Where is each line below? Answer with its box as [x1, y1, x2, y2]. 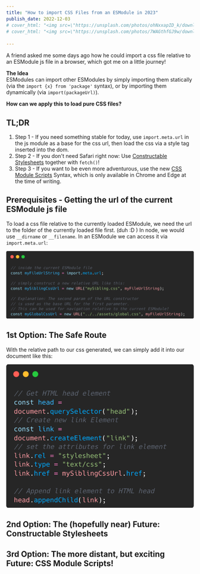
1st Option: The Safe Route [6, 330, 107, 340]
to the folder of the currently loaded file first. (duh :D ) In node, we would [6, 227, 185, 234]
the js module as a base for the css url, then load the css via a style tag [14, 139, 189, 147]
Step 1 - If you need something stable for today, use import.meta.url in [14, 133, 189, 140]
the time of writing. [14, 178, 61, 185]
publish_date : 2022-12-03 [6, 15, 70, 22]
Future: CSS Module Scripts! [6, 558, 114, 569]
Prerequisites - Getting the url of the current [6, 195, 173, 205]
